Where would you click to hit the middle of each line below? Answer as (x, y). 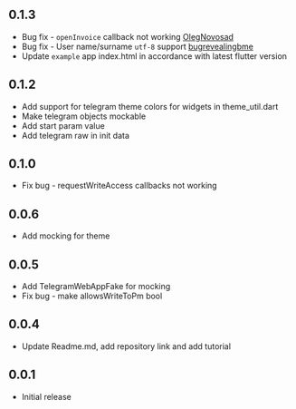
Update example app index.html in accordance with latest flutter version (154, 56)
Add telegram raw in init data (76, 135)
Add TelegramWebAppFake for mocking (96, 287)
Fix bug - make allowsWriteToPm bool (92, 296)
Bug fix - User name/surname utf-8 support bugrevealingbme (138, 46)
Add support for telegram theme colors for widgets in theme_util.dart (150, 106)
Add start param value (63, 125)
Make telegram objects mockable (84, 116)
